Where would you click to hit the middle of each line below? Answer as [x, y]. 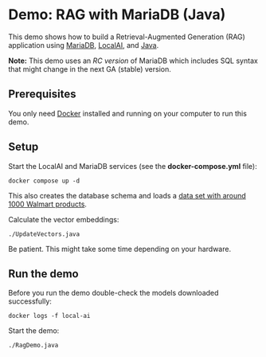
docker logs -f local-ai [49, 316]
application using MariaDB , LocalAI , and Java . [84, 45]
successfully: [30, 301]
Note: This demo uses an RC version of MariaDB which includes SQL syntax [133, 61]
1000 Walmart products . [48, 204]
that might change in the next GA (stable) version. [90, 69]
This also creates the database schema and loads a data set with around [127, 195]
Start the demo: [34, 331]
